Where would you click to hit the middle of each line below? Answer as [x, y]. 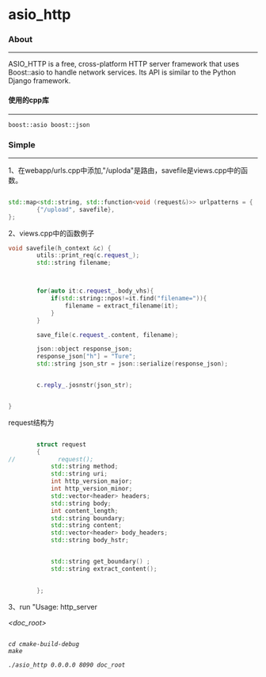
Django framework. [40, 81]
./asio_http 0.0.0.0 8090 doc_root [67, 665]
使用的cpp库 [28, 100]
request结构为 [31, 423]
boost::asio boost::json [49, 124]
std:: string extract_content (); [104, 568]
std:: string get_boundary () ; [100, 562]
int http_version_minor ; [91, 489]
